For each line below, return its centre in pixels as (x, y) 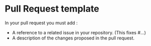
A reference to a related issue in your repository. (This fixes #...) (79, 32)
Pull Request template (52, 9)
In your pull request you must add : (41, 23)
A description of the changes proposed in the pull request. (73, 38)
